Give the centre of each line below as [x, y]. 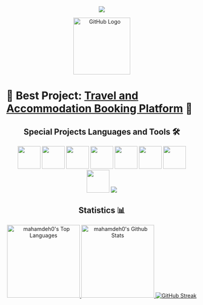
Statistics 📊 [102, 211]
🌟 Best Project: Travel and [72, 96]
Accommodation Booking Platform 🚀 [99, 109]
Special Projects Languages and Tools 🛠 [102, 132]
